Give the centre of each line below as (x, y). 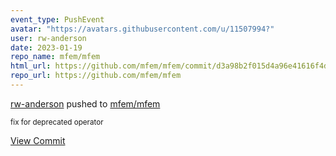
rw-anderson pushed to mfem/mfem (85, 103)
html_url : (31, 66)
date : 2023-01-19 (46, 47)
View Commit (38, 140)
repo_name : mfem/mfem (55, 57)
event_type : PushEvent (57, 19)
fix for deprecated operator (57, 122)
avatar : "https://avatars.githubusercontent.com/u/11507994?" (142, 29)
